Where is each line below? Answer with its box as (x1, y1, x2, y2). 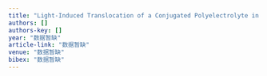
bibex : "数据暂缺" (8, 56, 66, 64)
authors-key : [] (8, 26, 62, 34)
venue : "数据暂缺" (8, 48, 66, 56)
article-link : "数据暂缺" (8, 41, 90, 49)
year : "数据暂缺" (8, 33, 62, 42)
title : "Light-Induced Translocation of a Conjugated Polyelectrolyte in (8, 11, 260, 20)
